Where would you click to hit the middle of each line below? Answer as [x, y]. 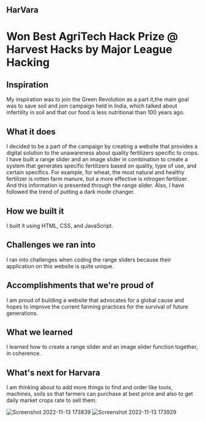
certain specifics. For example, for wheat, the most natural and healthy [95, 172]
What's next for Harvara [53, 372]
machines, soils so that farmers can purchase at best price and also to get [100, 394]
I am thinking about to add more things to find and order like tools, [90, 387]
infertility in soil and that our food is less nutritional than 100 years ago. [95, 112]
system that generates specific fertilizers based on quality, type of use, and [102, 166]
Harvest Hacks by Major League [89, 49]
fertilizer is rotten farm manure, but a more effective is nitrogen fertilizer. [97, 179]
